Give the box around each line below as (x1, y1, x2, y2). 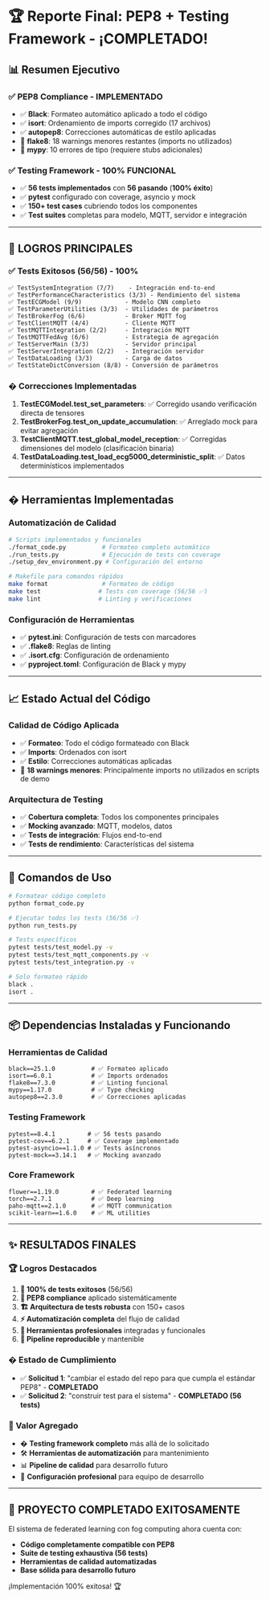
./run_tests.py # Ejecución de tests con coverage (8, 551, 221, 559)
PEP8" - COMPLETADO (19, 1382, 99, 1392)
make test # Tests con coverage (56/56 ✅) (8, 588, 208, 596)
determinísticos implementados (19, 461, 125, 471)
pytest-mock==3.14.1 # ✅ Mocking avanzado (8, 1151, 162, 1159)
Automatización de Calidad (8, 517, 117, 528)
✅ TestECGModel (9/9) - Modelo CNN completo (8, 297, 201, 306)
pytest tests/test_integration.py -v (8, 958, 135, 966)
